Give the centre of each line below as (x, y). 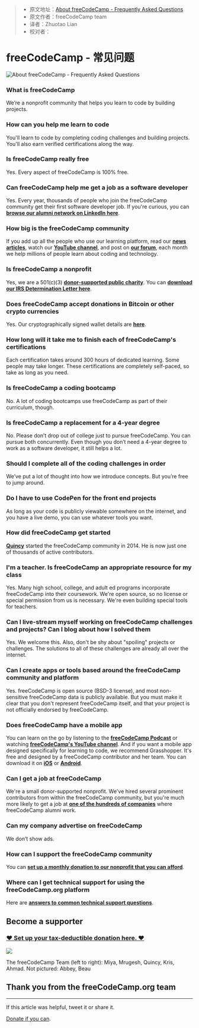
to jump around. (25, 483)
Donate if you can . (29, 1019)
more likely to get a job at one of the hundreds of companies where (89, 804)
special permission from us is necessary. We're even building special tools (97, 600)
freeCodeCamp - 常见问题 (70, 58)
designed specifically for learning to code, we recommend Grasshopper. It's (99, 750)
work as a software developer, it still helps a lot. (64, 448)
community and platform (42, 678)
